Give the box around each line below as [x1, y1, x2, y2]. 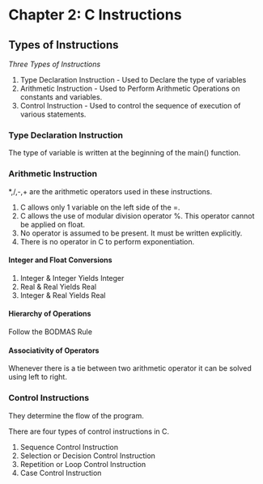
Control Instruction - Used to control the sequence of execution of [19, 101, 241, 110]
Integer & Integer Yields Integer [19, 273, 125, 282]
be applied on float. [19, 219, 86, 229]
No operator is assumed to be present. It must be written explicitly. [19, 228, 243, 238]
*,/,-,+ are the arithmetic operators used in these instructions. [8, 186, 213, 196]
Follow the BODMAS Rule [8, 327, 93, 337]
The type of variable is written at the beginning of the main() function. [8, 148, 241, 158]
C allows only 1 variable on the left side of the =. [19, 202, 180, 212]
